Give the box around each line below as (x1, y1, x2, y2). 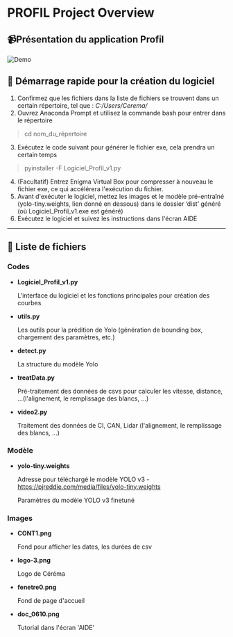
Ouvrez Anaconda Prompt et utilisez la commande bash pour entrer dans (17, 108, 226, 117)
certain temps (17, 150, 58, 159)
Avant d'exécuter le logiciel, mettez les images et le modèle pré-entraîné (17, 192, 224, 200)
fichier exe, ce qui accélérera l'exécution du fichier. (17, 184, 164, 193)
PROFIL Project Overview (7, 5, 155, 21)
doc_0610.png (17, 610, 60, 618)
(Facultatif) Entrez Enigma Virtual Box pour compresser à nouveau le (17, 177, 214, 186)
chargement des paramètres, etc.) (17, 332, 116, 341)
